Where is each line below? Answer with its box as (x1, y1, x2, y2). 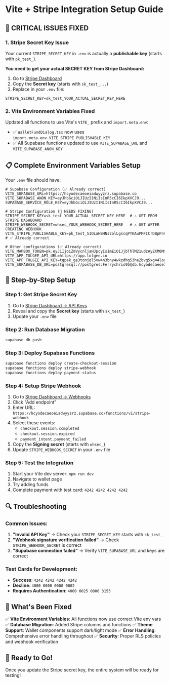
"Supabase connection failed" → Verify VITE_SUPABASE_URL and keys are (12, 548, 165, 554)
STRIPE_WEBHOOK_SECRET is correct (12, 542, 82, 548)
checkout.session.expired (20, 431, 75, 436)
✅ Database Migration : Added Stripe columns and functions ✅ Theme (5, 622, 153, 628)
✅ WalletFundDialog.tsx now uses (12, 129, 84, 135)
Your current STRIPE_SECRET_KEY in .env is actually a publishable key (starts (5, 50, 162, 56)
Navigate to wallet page (12, 476, 62, 482)
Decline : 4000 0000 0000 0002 (12, 582, 75, 588)
